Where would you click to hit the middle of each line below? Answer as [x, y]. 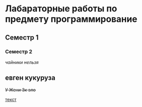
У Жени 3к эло [20, 90]
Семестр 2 [19, 52]
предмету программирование [71, 19]
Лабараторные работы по [61, 9]
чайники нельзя [22, 62]
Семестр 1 [22, 37]
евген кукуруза [30, 78]
